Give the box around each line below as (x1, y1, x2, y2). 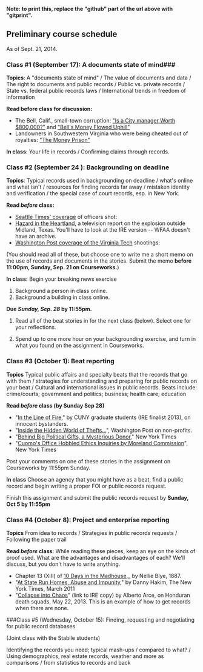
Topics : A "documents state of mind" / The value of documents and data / (6, 74, 191, 81)
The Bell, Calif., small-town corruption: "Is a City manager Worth (15, 117, 176, 124)
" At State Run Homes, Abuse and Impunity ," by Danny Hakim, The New (15, 579, 192, 586)
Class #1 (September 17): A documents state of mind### (6, 60, 176, 69)
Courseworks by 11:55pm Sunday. (6, 464, 91, 471)
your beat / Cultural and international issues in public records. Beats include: (6, 383, 197, 391)
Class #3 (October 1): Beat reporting (6, 357, 115, 366)
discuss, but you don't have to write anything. (6, 560, 121, 568)
